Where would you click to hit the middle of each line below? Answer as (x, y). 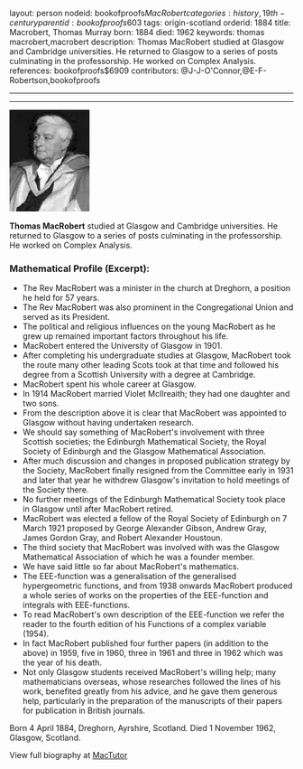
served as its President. (66, 317)
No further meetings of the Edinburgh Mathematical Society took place (154, 500)
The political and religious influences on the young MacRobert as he (149, 327)
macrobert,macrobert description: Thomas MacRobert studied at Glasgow (147, 42)
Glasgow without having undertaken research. (108, 423)
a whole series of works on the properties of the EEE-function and (145, 596)
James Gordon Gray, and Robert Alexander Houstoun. (123, 538)
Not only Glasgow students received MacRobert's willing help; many (149, 672)
